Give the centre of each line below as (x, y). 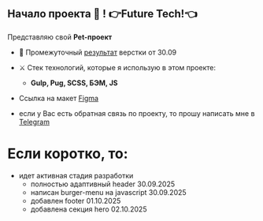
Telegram (34, 122)
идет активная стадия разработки (76, 175)
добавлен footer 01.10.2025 (76, 200)
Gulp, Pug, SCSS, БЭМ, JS (74, 83)
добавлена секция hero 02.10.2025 (89, 209)
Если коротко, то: (68, 154)
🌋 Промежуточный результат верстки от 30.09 (98, 52)
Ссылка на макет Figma (59, 98)
